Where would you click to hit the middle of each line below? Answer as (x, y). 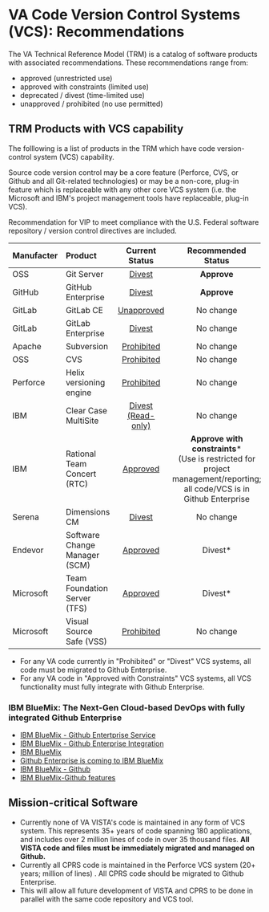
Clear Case (86, 410)
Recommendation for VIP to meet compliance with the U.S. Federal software (134, 222)
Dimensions (88, 511)
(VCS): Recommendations (96, 32)
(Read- (141, 415)
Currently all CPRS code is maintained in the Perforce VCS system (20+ (138, 865)
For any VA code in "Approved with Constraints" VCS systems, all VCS (136, 678)
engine (78, 393)
